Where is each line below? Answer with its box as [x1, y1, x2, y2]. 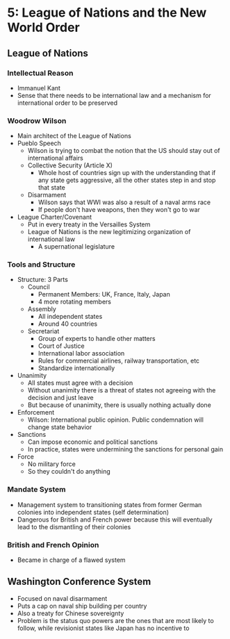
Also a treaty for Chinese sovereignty [17, 609, 124, 617]
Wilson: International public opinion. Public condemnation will [27, 415, 204, 424]
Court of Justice [38, 342, 85, 350]
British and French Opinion [7, 540, 99, 549]
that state [38, 183, 66, 192]
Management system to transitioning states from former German [17, 500, 202, 508]
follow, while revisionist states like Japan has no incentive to [17, 624, 190, 632]
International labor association [38, 349, 125, 358]
